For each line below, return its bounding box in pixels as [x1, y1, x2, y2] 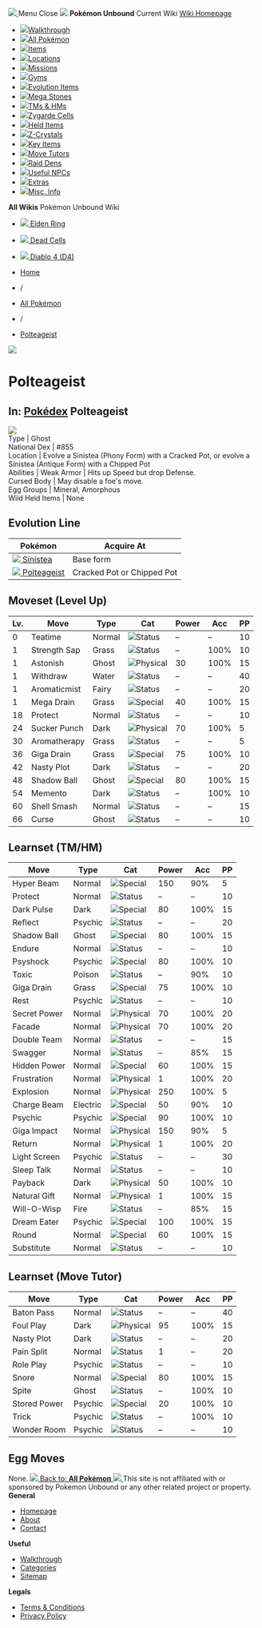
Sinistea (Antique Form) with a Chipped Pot [8, 459, 150, 469]
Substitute [12, 1243, 51, 1254]
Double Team [12, 1034, 62, 1046]
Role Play [12, 1359, 47, 1370]
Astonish [30, 657, 65, 668]
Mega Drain [30, 696, 75, 707]
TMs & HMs [27, 101, 67, 111]
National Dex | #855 [8, 442, 74, 452]
